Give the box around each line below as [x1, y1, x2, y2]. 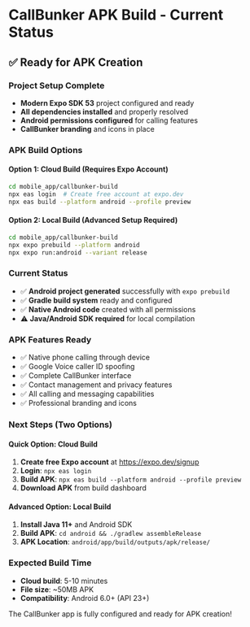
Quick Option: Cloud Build [8, 439, 98, 449]
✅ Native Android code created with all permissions [20, 304, 196, 314]
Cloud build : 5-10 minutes [20, 576, 108, 586]
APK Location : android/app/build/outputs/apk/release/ [20, 537, 210, 546]
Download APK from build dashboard [20, 483, 147, 493]
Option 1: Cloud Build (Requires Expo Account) [8, 164, 169, 174]
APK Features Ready [8, 333, 92, 345]
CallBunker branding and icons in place [20, 124, 155, 133]
